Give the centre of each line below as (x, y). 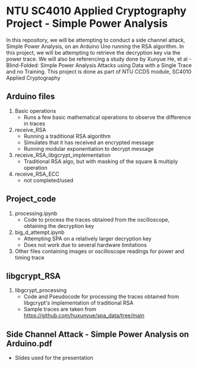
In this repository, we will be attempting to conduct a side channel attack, (96, 40)
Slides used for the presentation (54, 358)
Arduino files (31, 97)
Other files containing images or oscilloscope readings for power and (99, 251)
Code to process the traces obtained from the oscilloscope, (97, 219)
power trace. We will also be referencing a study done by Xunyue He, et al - (99, 59)
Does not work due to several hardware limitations (85, 245)
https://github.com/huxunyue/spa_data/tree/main (84, 315)
